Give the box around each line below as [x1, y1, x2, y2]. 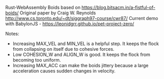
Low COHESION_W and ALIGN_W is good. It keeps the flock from [12, 51, 151, 57]
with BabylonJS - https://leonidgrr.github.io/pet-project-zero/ [5, 21, 134, 27]
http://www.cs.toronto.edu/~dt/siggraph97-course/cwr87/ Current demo [5, 15, 158, 21]
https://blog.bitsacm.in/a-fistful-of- [81, 5, 156, 10]
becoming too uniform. [12, 57, 61, 63]
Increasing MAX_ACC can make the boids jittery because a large [12, 63, 149, 68]
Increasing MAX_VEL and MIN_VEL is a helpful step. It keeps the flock [12, 41, 159, 47]
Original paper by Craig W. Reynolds [19, 10, 96, 16]
